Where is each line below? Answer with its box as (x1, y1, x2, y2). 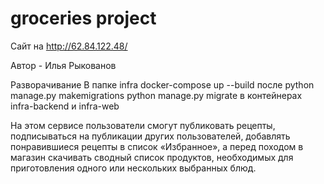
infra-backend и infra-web (10, 100, 120, 112)
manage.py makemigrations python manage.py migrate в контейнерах (10, 89, 303, 101)
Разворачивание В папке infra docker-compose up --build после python (10, 78, 315, 91)
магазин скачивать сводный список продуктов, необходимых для (10, 151, 294, 163)
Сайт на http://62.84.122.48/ (10, 40, 128, 52)
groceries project (10, 7, 157, 30)
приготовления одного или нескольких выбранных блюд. (10, 162, 257, 174)
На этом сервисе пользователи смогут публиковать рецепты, (10, 119, 276, 131)
